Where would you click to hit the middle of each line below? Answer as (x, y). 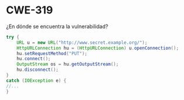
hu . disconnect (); (38, 70)
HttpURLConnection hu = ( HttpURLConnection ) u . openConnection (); (98, 48)
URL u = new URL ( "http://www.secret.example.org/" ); (82, 42)
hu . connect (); (34, 59)
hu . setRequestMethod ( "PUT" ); (52, 53)
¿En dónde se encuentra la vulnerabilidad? (57, 26)
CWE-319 (30, 10)
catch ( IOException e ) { (36, 80)
